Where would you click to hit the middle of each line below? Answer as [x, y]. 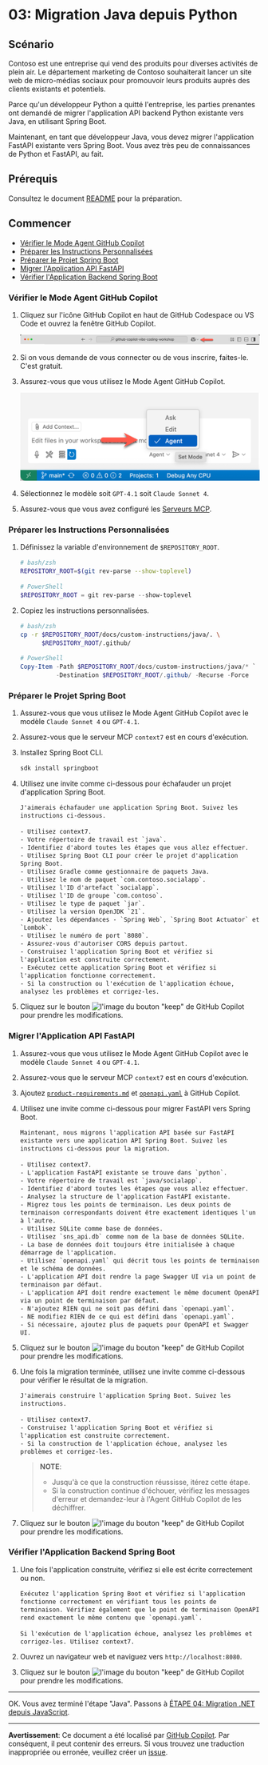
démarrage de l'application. [68, 1253]
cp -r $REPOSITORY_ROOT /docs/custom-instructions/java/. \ [120, 634]
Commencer [40, 224]
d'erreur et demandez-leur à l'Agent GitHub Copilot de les [146, 1499]
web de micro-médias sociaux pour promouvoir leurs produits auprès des [129, 80]
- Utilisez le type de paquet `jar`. [83, 904]
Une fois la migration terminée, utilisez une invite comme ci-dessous [132, 1371]
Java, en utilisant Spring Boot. [57, 121]
